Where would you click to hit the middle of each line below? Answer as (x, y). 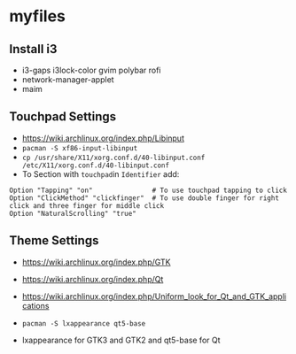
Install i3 (33, 49)
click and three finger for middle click (87, 205)
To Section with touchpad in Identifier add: (101, 173)
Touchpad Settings (63, 117)
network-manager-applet (68, 80)
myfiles (38, 16)
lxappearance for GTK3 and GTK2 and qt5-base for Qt (121, 340)
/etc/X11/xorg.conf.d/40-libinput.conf (96, 165)
